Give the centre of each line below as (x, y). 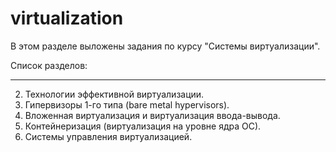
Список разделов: (49, 65)
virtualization (67, 18)
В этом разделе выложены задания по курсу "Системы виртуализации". (165, 46)
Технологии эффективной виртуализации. (114, 94)
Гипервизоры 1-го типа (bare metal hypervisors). (127, 104)
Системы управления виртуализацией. (108, 136)
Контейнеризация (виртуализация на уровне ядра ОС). (143, 126)
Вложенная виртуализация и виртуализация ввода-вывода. (152, 115)
